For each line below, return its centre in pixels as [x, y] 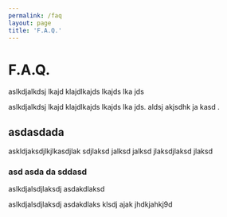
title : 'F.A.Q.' [35, 30]
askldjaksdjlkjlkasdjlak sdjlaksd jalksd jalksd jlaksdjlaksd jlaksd [111, 151]
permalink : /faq [35, 15]
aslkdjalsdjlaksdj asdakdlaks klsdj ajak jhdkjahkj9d [90, 204]
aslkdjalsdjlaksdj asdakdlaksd [57, 189]
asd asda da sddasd [48, 172]
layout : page [30, 23]
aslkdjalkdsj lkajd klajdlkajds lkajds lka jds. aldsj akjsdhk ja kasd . [114, 107]
